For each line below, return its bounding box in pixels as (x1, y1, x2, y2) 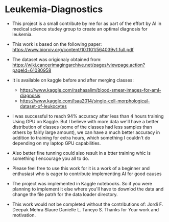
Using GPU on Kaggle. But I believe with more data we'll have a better (12, 118, 159, 124)
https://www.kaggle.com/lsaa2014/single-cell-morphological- (19, 98, 150, 104)
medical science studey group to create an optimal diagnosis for (12, 25, 148, 32)
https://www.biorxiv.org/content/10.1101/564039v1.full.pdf (12, 46, 134, 52)
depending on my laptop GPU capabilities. (12, 140, 101, 146)
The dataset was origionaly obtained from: (12, 56, 102, 62)
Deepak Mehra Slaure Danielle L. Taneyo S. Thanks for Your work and (12, 206, 159, 212)
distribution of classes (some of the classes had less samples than (12, 124, 153, 130)
